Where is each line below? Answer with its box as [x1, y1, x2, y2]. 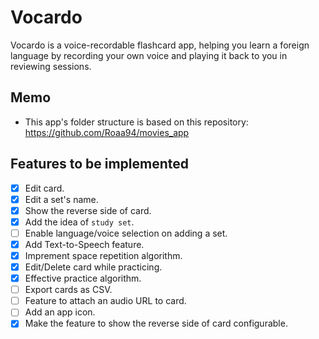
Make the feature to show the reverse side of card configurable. [24, 317, 288, 330]
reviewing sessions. [10, 60, 92, 72]
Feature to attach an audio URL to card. [24, 295, 187, 307]
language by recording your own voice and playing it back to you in [10, 49, 288, 61]
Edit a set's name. [24, 193, 99, 205]
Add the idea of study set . [24, 216, 135, 228]
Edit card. [24, 182, 65, 194]
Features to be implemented [10, 156, 190, 173]
